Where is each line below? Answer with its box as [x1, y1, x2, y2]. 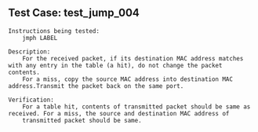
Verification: [8, 96, 55, 104]
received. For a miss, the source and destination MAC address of [8, 109, 230, 117]
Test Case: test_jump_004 [8, 6, 140, 20]
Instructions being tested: [8, 27, 100, 35]
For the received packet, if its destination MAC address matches [22, 54, 244, 62]
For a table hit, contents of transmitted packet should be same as [22, 102, 251, 111]
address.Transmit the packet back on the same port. [8, 82, 184, 90]
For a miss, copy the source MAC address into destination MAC [22, 75, 234, 83]
